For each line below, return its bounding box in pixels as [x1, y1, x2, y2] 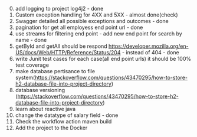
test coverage [15, 61, 50, 68]
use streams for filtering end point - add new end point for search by [15, 30, 182, 37]
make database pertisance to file [15, 68, 96, 74]
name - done [15, 37, 47, 43]
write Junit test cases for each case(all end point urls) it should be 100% [15, 56, 192, 62]
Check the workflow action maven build [15, 118, 112, 125]
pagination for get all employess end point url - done [15, 24, 143, 31]
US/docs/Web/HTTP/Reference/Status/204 [15, 49, 121, 56]
